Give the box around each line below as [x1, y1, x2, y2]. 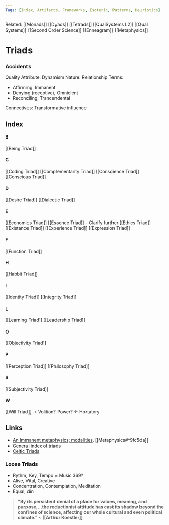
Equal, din [12, 488, 34, 494]
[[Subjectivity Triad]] [5, 385, 49, 392]
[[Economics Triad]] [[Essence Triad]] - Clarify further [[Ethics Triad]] [5, 219, 151, 226]
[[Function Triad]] [5, 248, 42, 254]
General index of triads [12, 443, 61, 449]
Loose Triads [5, 460, 38, 467]
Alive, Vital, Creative [12, 478, 55, 484]
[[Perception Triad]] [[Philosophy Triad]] [5, 363, 90, 369]
